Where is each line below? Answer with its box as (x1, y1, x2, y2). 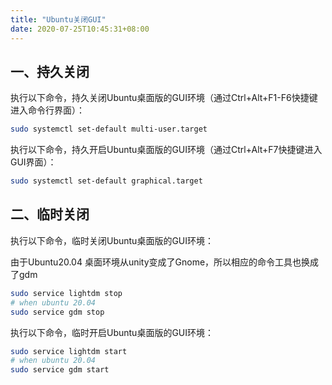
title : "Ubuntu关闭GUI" (10, 14, 107, 25)
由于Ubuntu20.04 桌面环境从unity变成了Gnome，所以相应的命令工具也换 (10, 256, 311, 268)
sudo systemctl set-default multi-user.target (10, 124, 208, 135)
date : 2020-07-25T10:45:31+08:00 (10, 24, 150, 34)
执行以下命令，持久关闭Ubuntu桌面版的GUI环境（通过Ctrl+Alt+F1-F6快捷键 (10, 92, 318, 104)
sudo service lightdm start (10, 346, 128, 356)
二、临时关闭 (10, 206, 90, 223)
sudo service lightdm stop (10, 288, 123, 298)
